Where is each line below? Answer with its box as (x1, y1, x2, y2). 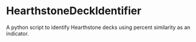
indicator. (6, 30, 29, 37)
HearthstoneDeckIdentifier (6, 4, 142, 18)
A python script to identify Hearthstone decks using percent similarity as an (6, 24, 191, 31)
